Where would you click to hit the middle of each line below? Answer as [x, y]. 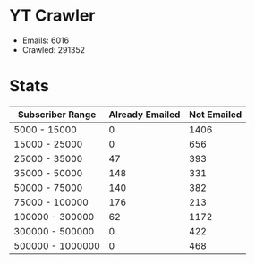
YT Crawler [52, 16]
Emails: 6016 [46, 40]
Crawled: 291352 [54, 49]
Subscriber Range [57, 115]
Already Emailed [144, 115]
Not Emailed [216, 115]
